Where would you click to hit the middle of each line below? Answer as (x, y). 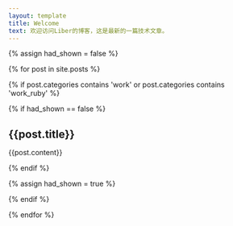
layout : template (37, 16)
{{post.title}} (42, 134)
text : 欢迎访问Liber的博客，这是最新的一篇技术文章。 (88, 31)
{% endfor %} (31, 215)
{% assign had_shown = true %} (62, 183)
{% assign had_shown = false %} (63, 54)
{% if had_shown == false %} (57, 109)
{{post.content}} (35, 152)
